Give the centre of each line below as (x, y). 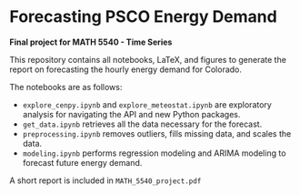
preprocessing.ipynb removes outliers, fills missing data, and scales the (157, 133)
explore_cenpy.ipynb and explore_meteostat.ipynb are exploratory (147, 104)
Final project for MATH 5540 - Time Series (91, 42)
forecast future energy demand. (82, 162)
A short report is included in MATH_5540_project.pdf (105, 180)
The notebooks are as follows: (66, 87)
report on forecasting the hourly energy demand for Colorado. (126, 69)
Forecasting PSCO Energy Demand (143, 17)
